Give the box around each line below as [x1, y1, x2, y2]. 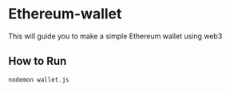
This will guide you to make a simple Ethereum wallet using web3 [8, 31, 223, 41]
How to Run [8, 54, 67, 68]
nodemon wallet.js [8, 75, 69, 84]
